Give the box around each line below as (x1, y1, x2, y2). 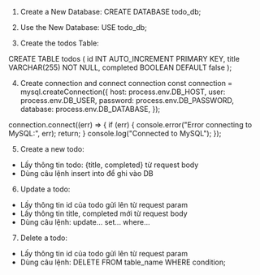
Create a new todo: (19, 144, 84, 153)
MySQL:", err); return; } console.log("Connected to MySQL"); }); (8, 129, 222, 138)
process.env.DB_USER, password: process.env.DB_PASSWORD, (19, 96, 234, 105)
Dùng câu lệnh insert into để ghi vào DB (19, 169, 154, 178)
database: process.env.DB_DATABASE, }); (19, 105, 161, 114)
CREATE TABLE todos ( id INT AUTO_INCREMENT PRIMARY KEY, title (8, 54, 240, 63)
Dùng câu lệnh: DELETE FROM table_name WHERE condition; (19, 257, 226, 267)
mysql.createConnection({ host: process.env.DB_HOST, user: (19, 87, 226, 97)
